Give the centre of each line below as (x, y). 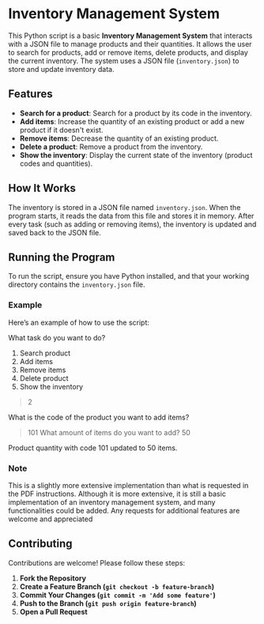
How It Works (42, 188)
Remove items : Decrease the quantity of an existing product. (119, 138)
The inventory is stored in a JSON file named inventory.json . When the (124, 207)
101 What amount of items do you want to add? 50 (109, 432)
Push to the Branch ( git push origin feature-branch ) (108, 603)
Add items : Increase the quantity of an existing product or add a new (132, 121)
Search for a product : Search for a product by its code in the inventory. (136, 113)
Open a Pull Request (54, 611)
